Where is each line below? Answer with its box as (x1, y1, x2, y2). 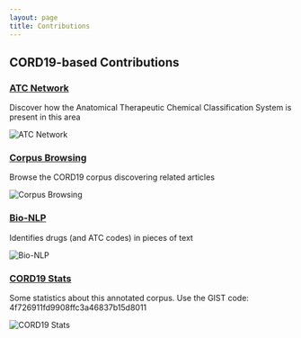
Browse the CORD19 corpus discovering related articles (9, 172, 216, 182)
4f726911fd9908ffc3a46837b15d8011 (9, 302, 147, 313)
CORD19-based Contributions (9, 55, 180, 70)
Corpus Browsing (9, 152, 87, 165)
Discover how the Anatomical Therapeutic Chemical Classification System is (9, 102, 292, 113)
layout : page (9, 13, 58, 22)
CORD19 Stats (9, 271, 72, 284)
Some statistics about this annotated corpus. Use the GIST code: (9, 293, 250, 304)
